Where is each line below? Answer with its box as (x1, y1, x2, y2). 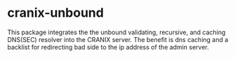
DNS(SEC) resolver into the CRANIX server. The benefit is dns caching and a (7, 35, 229, 43)
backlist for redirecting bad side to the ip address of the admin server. (7, 43, 209, 51)
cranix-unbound (7, 5, 104, 21)
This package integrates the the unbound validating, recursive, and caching (7, 28, 226, 36)
